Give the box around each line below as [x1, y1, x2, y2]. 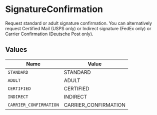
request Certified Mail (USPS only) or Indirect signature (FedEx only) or [5, 25, 151, 31]
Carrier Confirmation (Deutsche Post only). [5, 31, 93, 37]
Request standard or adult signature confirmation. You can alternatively [5, 20, 152, 26]
